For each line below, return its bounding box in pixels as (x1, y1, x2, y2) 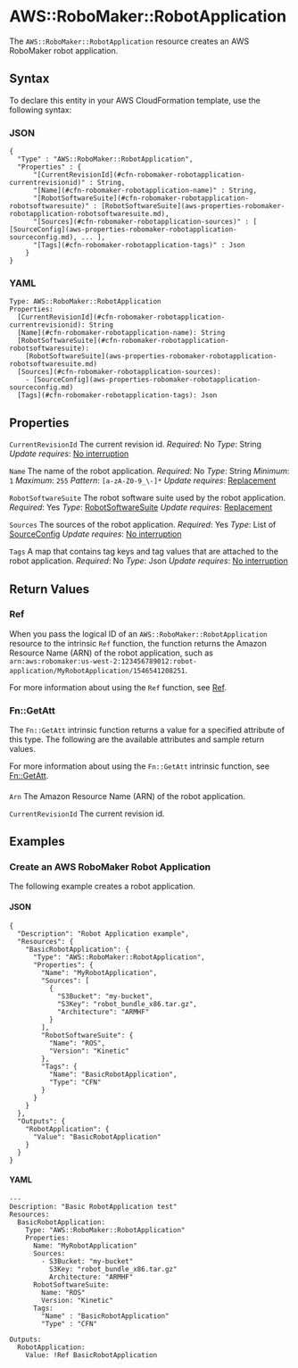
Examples (9, 834, 65, 849)
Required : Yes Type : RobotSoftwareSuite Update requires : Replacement (9, 502, 273, 513)
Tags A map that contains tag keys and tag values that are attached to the (9, 546, 279, 557)
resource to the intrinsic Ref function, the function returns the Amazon (9, 638, 268, 648)
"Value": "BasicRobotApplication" (32, 1132, 162, 1141)
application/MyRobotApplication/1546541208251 (9, 666, 186, 675)
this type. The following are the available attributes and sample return (9, 734, 265, 745)
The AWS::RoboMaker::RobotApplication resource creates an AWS (9, 36, 250, 46)
